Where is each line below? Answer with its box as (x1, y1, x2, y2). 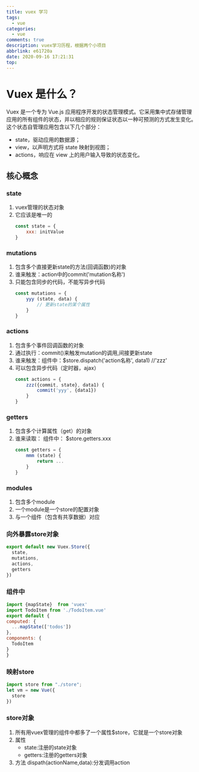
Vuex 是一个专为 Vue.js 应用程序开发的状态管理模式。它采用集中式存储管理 (6, 108, 192, 115)
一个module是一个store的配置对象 (14, 506, 99, 513)
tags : (6, 14, 20, 21)
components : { (6, 635, 42, 642)
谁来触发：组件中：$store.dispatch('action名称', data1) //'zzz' (14, 357, 168, 364)
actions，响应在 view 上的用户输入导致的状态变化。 (14, 152, 144, 159)
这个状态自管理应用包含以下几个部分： (6, 123, 101, 130)
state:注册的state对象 (24, 744, 77, 751)
